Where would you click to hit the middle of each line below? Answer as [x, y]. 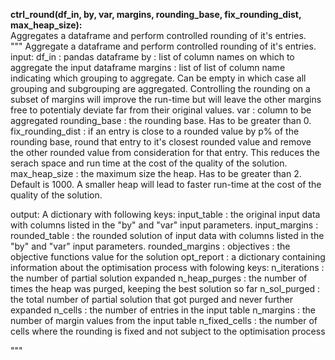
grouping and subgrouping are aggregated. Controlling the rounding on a [160, 88]
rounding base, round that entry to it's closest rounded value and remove [161, 142]
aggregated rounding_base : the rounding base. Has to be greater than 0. [161, 120]
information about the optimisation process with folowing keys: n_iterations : [167, 267]
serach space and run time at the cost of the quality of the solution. [149, 163]
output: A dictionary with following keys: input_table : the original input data [165, 214]
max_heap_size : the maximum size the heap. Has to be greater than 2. [156, 173]
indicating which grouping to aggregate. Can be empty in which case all [158, 78]
